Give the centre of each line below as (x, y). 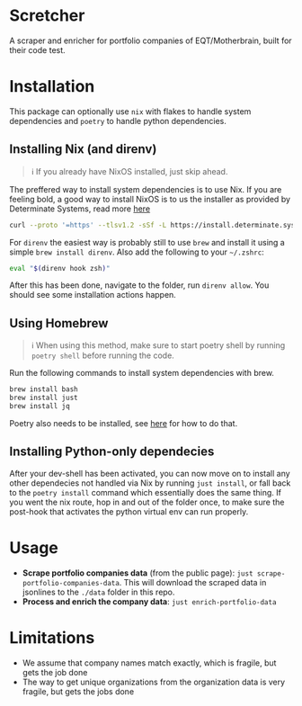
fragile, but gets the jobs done (78, 691)
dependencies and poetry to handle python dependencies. (118, 121)
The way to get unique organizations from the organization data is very (154, 682)
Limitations (52, 637)
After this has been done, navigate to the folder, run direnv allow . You (139, 285)
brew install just (44, 398)
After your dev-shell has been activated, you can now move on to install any (150, 473)
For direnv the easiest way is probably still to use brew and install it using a (147, 242)
